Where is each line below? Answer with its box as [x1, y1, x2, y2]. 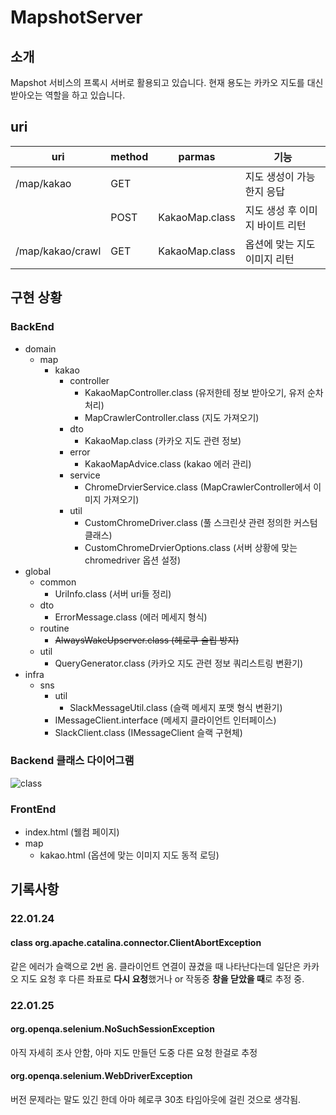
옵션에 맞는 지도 [244, 237, 316, 251]
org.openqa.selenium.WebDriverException [10, 1070, 193, 1082]
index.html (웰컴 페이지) [24, 826, 120, 838]
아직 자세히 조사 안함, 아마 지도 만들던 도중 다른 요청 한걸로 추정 [10, 1046, 258, 1058]
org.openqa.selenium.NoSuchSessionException [10, 1023, 215, 1035]
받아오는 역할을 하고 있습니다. [10, 89, 126, 101]
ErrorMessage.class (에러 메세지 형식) [54, 611, 208, 623]
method [110, 149, 149, 163]
